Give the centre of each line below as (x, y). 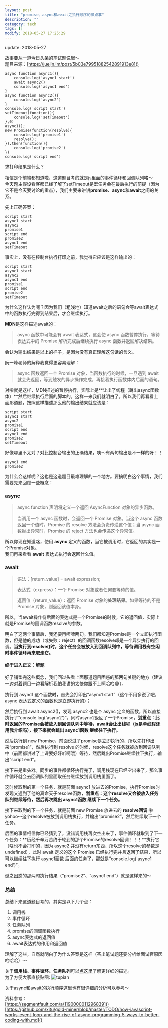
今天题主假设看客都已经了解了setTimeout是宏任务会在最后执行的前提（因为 (82, 184)
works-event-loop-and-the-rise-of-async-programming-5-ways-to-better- (82, 1015)
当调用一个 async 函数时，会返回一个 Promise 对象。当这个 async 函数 (90, 518)
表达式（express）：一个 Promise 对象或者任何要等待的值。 (78, 589)
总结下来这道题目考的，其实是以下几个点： (49, 902)
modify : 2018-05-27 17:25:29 (35, 33)
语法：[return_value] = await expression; (59, 579)
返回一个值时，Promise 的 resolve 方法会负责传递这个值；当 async (86, 525)
